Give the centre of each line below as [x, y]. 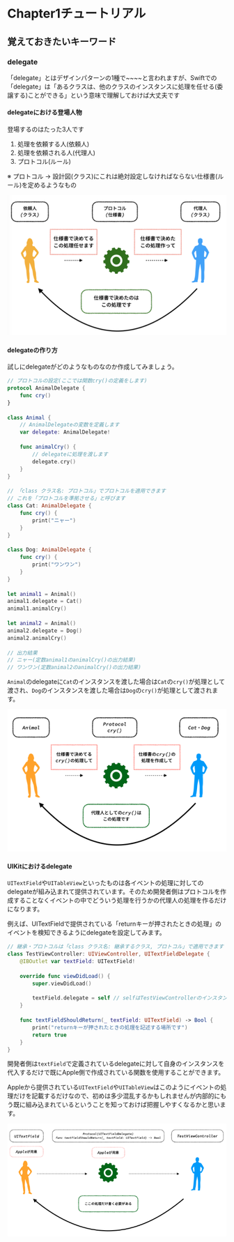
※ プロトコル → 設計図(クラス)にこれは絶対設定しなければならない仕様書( [112, 176]
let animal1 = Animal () [42, 594]
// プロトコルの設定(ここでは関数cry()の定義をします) [77, 381]
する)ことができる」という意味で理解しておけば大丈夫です [96, 95]
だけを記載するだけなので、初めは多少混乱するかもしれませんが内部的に [117, 1096]
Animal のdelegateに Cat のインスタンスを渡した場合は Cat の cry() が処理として [116, 682]
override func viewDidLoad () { [65, 976]
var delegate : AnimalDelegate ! [65, 432]
